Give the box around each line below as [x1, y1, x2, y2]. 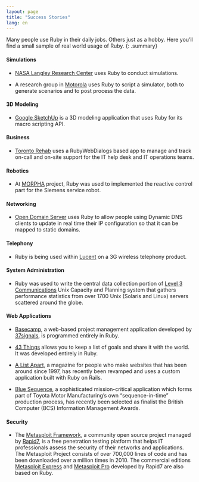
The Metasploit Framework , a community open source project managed [14, 431, 191, 439]
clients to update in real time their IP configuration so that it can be [14, 220, 179, 227]
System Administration [6, 267, 64, 274]
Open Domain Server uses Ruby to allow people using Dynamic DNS [14, 214, 183, 221]
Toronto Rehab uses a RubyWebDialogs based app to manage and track [14, 147, 192, 154]
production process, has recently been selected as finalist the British [14, 398, 184, 405]
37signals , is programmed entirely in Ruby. [14, 332, 120, 339]
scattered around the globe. [14, 299, 83, 306]
